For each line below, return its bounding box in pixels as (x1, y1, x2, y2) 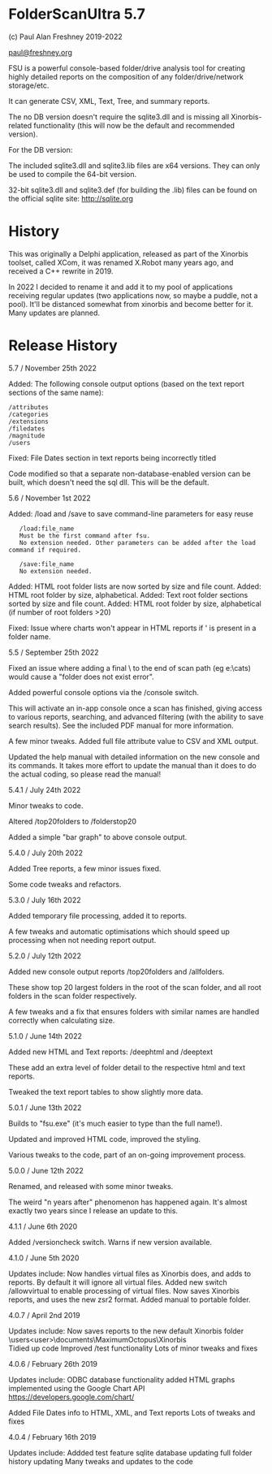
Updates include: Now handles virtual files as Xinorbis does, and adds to (8, 1269, 252, 1278)
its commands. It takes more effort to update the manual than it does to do (8, 760, 257, 770)
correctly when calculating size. (8, 1015, 115, 1025)
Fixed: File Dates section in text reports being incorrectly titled (8, 452, 217, 463)
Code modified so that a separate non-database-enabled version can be (8, 469, 251, 478)
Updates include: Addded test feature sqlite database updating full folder (8, 1447, 253, 1458)
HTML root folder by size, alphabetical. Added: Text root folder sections (8, 590, 248, 599)
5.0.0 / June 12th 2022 (8, 1165, 84, 1175)
